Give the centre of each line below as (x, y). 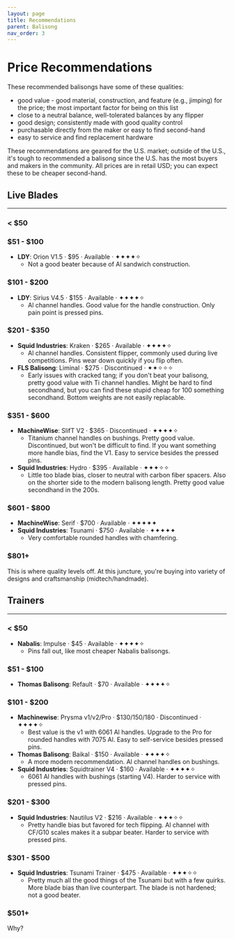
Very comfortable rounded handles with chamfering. (103, 538)
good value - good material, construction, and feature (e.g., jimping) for (120, 100)
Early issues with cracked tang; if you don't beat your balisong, (118, 375)
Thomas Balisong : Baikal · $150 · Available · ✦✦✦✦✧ (94, 754)
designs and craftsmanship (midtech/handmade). (78, 579)
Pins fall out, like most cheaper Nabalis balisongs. (99, 651)
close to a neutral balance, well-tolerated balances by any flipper (110, 115)
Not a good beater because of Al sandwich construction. (109, 264)
